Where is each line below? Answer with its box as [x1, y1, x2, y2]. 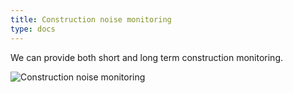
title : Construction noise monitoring [10, 14, 172, 25]
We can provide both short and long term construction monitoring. [10, 51, 284, 63]
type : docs [10, 24, 56, 34]
